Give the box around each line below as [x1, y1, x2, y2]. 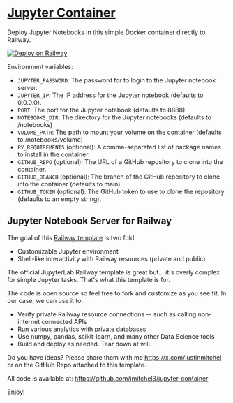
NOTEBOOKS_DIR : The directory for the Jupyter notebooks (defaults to [17, 113, 211, 122]
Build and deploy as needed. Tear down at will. [17, 339, 152, 348]
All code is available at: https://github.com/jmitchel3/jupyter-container [7, 374, 209, 382]
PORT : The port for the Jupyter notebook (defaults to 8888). [17, 105, 187, 114]
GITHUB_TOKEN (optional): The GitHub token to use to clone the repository [17, 187, 225, 196]
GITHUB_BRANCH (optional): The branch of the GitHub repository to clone [17, 173, 220, 181]
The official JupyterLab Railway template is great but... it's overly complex [7, 268, 220, 277]
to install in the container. [17, 150, 90, 159]
